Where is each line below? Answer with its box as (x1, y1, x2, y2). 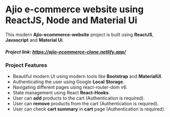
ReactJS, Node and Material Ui (5, 14, 137, 26)
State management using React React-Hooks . (12, 90, 110, 96)
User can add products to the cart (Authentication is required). (12, 95, 145, 101)
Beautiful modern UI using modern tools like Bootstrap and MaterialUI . (12, 73, 163, 80)
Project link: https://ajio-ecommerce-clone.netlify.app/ (5, 49, 126, 55)
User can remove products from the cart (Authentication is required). (12, 101, 159, 107)
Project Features (5, 62, 48, 69)
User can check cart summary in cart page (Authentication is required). (12, 106, 165, 112)
